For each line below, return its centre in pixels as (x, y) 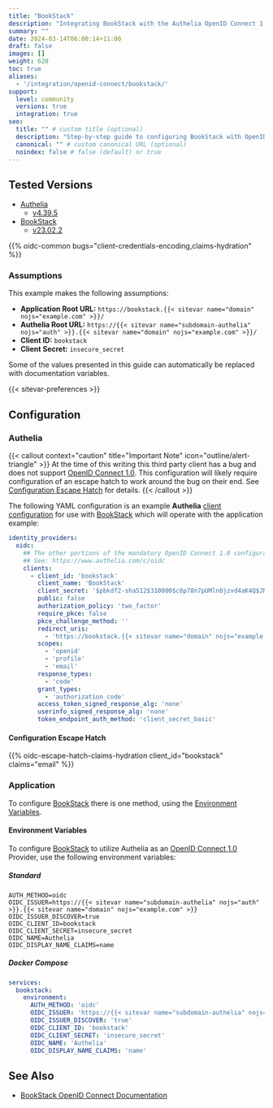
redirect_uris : (63, 629)
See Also (31, 1076)
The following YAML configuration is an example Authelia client (115, 506)
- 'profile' (65, 659)
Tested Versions (51, 185)
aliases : (23, 76)
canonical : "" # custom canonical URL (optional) (101, 144)
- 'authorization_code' (85, 697)
